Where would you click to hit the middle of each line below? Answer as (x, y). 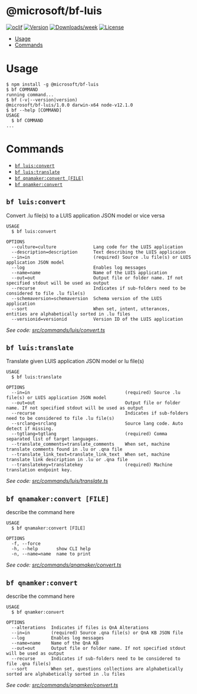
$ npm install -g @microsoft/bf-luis (52, 84)
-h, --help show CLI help (51, 549)
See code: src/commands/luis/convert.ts (55, 330)
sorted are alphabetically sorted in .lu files (66, 674)
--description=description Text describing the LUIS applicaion (98, 252)
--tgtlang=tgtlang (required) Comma (89, 434)
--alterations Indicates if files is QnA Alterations (80, 628)
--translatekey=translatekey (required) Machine (92, 465)
